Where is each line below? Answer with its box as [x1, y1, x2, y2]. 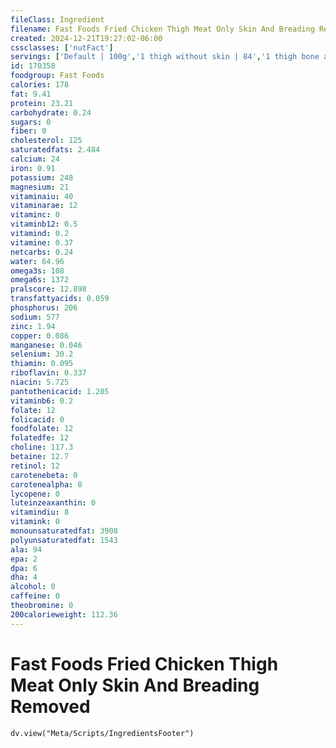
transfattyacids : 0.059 [10, 294, 110, 304]
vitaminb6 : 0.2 [10, 396, 74, 406]
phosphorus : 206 [10, 303, 78, 313]
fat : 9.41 [10, 89, 52, 99]
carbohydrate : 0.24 [10, 107, 92, 118]
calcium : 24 [10, 154, 60, 164]
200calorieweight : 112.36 [10, 609, 118, 620]
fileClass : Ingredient [10, 14, 105, 25]
